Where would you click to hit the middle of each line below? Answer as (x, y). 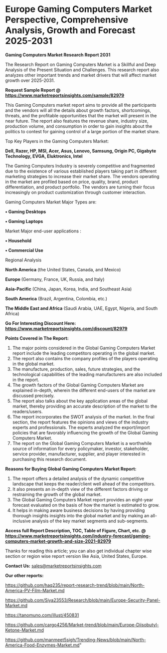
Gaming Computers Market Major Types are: (51, 202)
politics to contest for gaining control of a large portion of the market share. (83, 131)
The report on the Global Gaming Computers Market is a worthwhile (82, 443)
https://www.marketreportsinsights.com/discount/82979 (66, 328)
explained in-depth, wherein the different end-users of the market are (84, 390)
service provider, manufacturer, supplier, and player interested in (79, 454)
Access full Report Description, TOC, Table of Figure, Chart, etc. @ (76, 530)
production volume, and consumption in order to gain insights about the (79, 126)
